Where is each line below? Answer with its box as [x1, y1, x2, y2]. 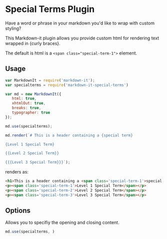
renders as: [5, 169, 29, 175]
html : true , [11, 96, 37, 101]
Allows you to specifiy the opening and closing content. [5, 219, 119, 225]
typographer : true [11, 110, 50, 115]
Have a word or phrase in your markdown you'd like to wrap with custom [5, 20, 155, 26]
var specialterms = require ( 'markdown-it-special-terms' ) [5, 82, 128, 87]
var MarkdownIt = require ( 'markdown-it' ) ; [5, 77, 95, 83]
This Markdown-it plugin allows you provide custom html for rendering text [5, 35, 159, 41]
